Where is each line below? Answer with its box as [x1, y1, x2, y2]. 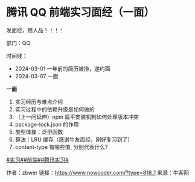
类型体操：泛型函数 [14, 128, 63, 136]
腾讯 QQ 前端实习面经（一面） [6, 5, 155, 19]
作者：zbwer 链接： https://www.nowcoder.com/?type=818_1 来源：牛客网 [6, 169, 189, 176]
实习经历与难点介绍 [14, 98, 63, 105]
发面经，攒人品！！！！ [6, 27, 65, 34]
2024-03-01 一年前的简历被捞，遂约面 [14, 64, 110, 72]
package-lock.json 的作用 [14, 121, 79, 128]
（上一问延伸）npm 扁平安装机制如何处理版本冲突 [14, 113, 139, 121]
